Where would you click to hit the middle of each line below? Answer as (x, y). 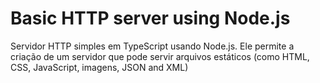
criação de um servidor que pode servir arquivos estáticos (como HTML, (160, 56)
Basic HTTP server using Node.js (150, 18)
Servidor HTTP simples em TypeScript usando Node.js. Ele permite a (152, 46)
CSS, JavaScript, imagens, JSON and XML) (99, 67)
